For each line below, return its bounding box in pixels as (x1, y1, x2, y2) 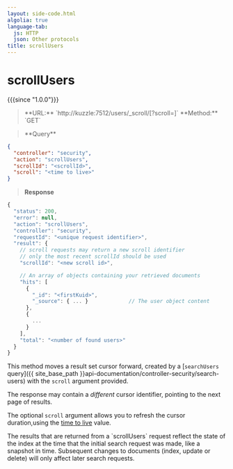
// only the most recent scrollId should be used (19, 253, 167, 261)
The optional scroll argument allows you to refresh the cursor (7, 411, 186, 420)
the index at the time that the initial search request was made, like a (7, 439, 200, 448)
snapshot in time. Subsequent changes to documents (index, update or (7, 447, 211, 455)
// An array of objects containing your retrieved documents (19, 272, 200, 279)
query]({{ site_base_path (7, 370, 79, 378)
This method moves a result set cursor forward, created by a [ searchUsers (7, 362, 219, 370)
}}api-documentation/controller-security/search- (79, 370, 220, 378)
